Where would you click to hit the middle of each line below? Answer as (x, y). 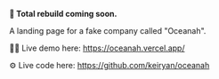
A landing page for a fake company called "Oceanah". (108, 31)
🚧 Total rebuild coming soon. (63, 14)
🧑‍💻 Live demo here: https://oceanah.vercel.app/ (97, 48)
